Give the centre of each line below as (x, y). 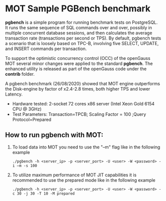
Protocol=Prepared (32, 119)
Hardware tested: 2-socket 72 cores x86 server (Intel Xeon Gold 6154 (83, 103)
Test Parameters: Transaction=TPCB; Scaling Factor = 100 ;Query (79, 114)
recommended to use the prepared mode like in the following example (84, 180)
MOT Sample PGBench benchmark (78, 9)
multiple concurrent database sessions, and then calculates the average (79, 33)
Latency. (14, 94)
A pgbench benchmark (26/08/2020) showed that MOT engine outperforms (83, 83)
